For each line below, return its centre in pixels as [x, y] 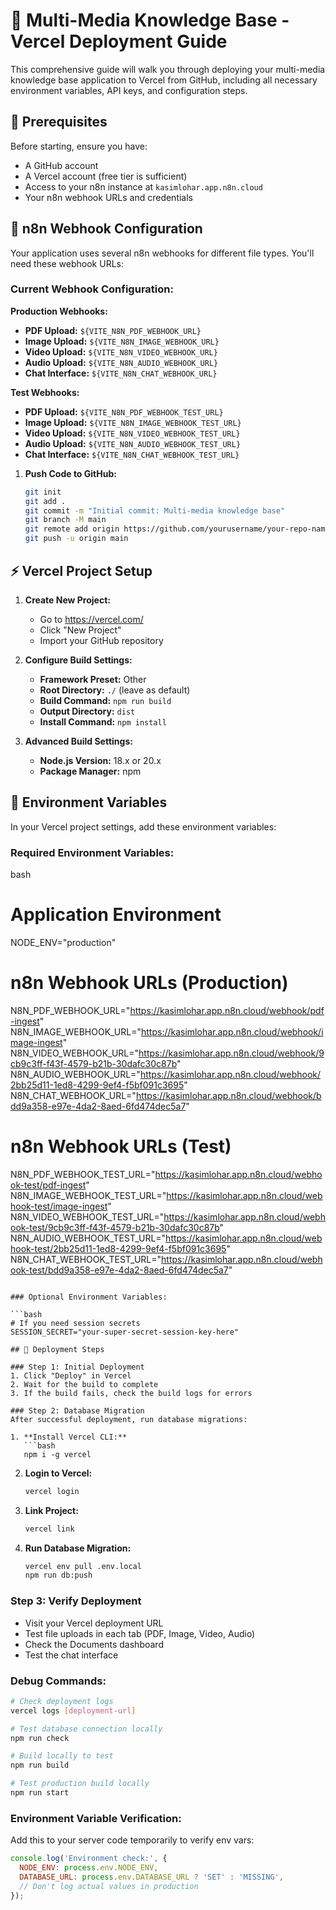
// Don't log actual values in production [109, 1886]
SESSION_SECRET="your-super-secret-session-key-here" [125, 1332]
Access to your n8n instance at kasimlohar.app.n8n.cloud [143, 186]
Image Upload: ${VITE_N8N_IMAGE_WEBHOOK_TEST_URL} [133, 422]
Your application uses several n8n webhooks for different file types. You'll [162, 253]
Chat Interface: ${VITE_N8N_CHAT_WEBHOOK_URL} [121, 373]
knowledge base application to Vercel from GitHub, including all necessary [164, 80]
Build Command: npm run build [105, 700]
